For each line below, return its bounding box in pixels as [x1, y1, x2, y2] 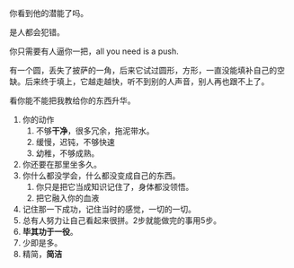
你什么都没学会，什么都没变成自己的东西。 [22, 170, 181, 181]
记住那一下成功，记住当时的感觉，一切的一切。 [22, 204, 196, 214]
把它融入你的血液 [35, 193, 100, 203]
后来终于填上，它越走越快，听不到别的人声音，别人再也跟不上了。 [24, 76, 270, 87]
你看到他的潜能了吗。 [9, 8, 88, 18]
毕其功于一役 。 [22, 227, 78, 237]
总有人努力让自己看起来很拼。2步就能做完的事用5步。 [22, 215, 222, 226]
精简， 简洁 [22, 249, 63, 259]
